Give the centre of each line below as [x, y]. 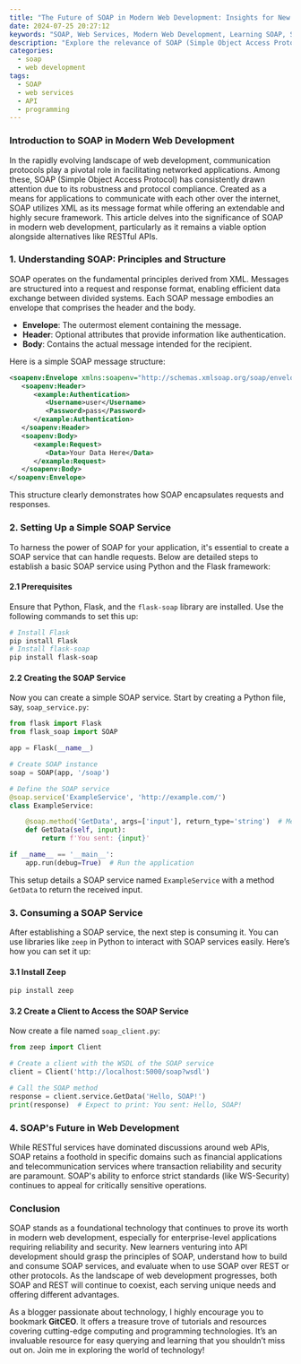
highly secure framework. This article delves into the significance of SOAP [146, 217]
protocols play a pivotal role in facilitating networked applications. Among [145, 169]
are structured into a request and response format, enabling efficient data [145, 289]
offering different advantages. [64, 1295]
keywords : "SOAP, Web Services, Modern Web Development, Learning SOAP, [148, 34]
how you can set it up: [50, 952]
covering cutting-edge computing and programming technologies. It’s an [143, 1331]
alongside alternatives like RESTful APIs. [84, 236]
